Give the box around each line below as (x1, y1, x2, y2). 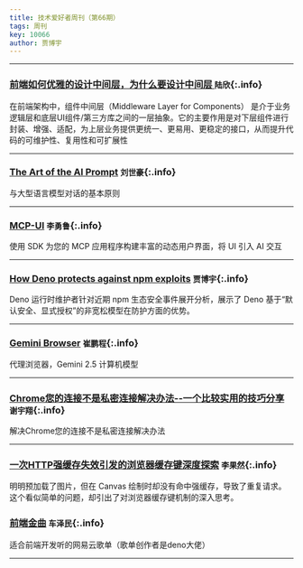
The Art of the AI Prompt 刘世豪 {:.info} (9, 166, 177, 179)
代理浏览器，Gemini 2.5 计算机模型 (9, 358, 139, 369)
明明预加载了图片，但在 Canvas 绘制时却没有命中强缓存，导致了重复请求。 (9, 480, 287, 492)
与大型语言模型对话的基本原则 (9, 187, 120, 199)
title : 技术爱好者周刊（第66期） (9, 13, 120, 23)
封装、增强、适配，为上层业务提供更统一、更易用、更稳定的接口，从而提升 (9, 123, 286, 134)
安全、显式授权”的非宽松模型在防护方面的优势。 (16, 305, 196, 316)
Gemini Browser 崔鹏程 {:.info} (9, 337, 139, 349)
